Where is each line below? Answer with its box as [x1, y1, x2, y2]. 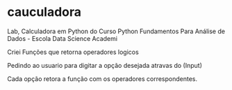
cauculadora [7, 4, 82, 20]
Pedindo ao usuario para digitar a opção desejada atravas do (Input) [7, 61, 203, 69]
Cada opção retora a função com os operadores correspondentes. [7, 74, 198, 83]
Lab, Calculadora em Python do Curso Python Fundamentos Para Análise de [7, 27, 226, 35]
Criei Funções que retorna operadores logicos [7, 48, 139, 56]
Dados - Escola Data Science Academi [7, 34, 118, 42]
